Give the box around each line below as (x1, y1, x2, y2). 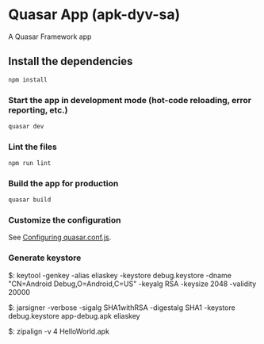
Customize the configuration (8, 215, 121, 226)
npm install (8, 75, 48, 84)
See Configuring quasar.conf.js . (8, 232, 112, 243)
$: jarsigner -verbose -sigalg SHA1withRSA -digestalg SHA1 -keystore (8, 303, 235, 312)
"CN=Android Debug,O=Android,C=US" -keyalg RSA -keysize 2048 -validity (8, 279, 257, 289)
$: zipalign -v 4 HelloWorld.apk (8, 327, 109, 336)
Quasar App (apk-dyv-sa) (8, 6, 181, 24)
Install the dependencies (8, 55, 133, 68)
